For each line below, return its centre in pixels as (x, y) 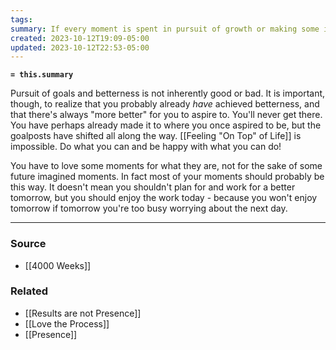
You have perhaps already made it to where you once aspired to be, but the (166, 125)
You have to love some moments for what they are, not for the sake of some (166, 166)
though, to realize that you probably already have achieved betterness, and (165, 104)
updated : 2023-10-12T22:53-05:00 (80, 47)
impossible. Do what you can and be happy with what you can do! (146, 147)
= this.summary (42, 75)
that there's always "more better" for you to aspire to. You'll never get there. (166, 115)
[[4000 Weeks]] (58, 265)
